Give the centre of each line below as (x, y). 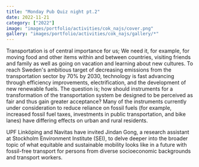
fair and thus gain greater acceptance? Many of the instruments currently (97, 101)
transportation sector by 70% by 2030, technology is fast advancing (90, 76)
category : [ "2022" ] (30, 23)
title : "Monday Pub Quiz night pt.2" (53, 12)
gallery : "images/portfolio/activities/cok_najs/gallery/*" (83, 34)
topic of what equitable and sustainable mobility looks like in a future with (97, 145)
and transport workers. (34, 157)
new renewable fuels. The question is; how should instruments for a (90, 89)
